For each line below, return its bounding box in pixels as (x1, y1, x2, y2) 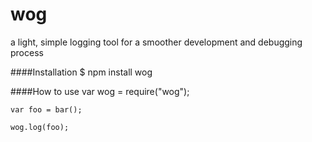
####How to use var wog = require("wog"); (10, 85, 190, 97)
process (10, 46, 44, 58)
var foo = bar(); (10, 104, 83, 115)
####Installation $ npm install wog (10, 66, 153, 78)
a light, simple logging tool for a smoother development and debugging (10, 36, 303, 48)
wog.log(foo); (10, 122, 70, 132)
